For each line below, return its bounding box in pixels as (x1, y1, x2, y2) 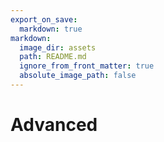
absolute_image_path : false (19, 71, 137, 81)
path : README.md (19, 52, 87, 62)
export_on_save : (10, 14, 78, 25)
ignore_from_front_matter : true (19, 61, 155, 71)
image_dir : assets (19, 42, 97, 53)
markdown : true (19, 24, 83, 34)
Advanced (10, 114, 98, 136)
